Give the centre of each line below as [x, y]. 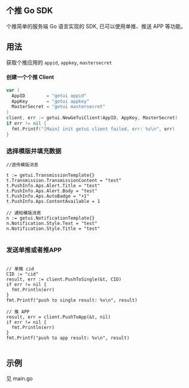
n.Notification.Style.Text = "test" [52, 223]
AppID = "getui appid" [49, 96]
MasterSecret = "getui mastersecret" [59, 107]
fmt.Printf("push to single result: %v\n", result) [72, 300]
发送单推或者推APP [34, 250]
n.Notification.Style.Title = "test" [53, 229]
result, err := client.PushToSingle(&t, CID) [64, 279]
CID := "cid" [22, 274]
